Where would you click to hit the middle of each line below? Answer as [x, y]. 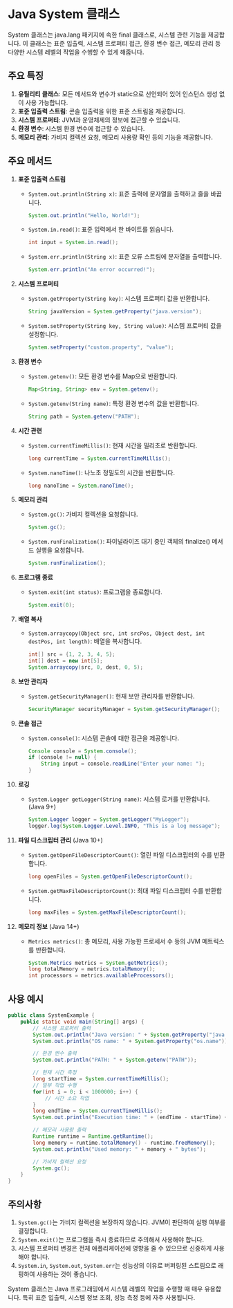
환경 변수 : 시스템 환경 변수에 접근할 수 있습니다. [81, 128]
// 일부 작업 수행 [55, 1085]
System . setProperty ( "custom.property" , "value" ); [101, 348]
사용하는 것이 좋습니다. [67, 1274]
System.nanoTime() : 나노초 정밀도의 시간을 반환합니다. [102, 472]
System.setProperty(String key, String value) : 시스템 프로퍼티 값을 [125, 326]
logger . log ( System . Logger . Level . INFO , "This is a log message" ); [124, 826]
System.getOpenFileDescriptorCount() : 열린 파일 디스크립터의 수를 [120, 854]
